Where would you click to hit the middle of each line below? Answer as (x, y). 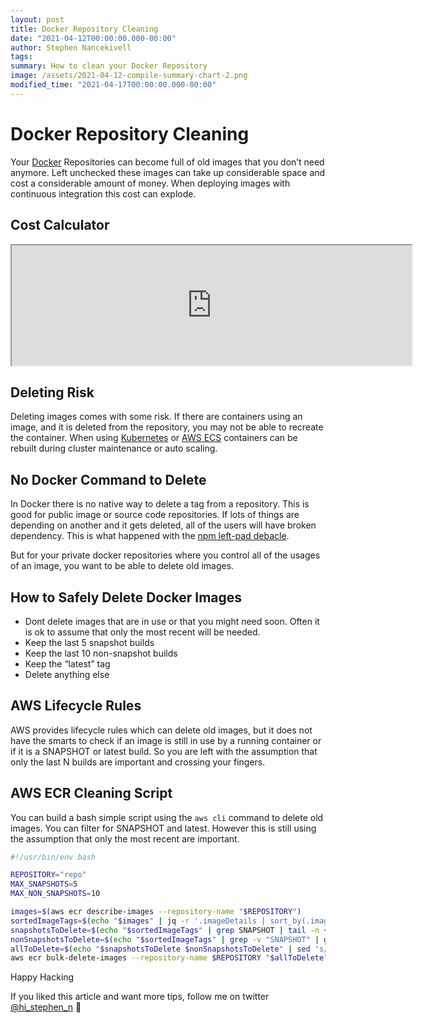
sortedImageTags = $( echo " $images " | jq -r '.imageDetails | (138, 921)
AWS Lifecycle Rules (76, 706)
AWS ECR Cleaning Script (91, 793)
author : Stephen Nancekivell (71, 47)
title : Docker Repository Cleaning (84, 29)
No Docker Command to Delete (108, 479)
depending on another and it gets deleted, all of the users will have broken (163, 525)
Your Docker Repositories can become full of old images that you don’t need (167, 162)
